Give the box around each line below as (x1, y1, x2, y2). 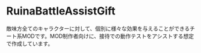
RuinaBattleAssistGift (6, 4, 116, 18)
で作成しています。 (6, 40, 54, 47)
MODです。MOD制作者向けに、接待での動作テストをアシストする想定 (22, 32, 194, 40)
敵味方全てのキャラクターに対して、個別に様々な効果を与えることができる (6, 25, 190, 32)
